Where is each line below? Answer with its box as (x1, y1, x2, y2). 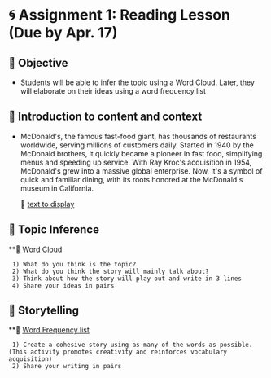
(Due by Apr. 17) (8, 24, 118, 42)
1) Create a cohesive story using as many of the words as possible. (11, 341, 253, 349)
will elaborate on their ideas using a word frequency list (20, 86, 206, 95)
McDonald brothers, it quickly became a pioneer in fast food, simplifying (20, 148, 263, 158)
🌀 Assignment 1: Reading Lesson (8, 6, 230, 24)
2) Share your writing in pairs (11, 363, 122, 371)
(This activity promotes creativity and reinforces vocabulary (8, 348, 228, 356)
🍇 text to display (20, 199, 75, 209)
